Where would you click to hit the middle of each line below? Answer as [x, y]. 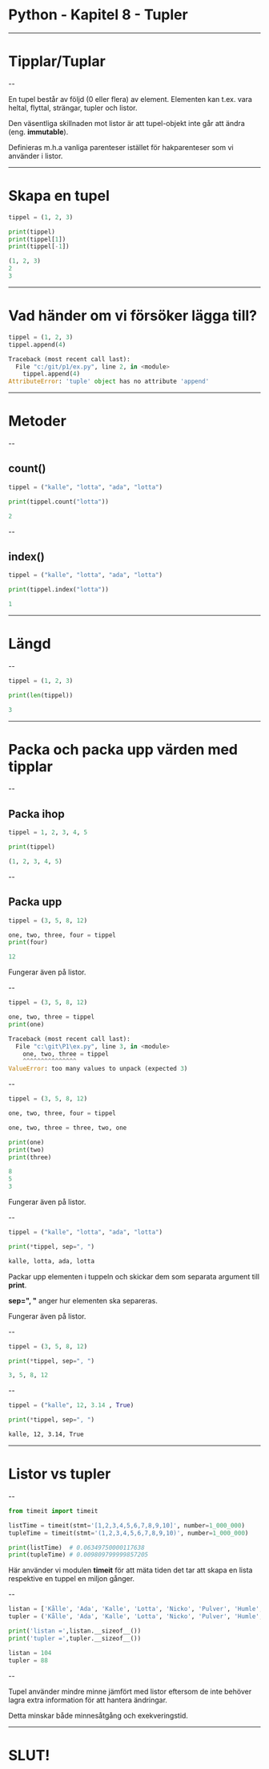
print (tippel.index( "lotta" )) [59, 590]
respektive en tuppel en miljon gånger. [71, 1579]
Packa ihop [37, 813]
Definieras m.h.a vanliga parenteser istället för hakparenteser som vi [121, 147]
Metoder [37, 421]
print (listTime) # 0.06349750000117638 [77, 1547]
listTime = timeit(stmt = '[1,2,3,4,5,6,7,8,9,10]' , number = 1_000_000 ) [127, 1525]
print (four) [28, 942]
